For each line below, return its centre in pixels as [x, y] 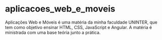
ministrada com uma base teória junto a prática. [53, 32]
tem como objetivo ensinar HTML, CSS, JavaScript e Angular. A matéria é [79, 27]
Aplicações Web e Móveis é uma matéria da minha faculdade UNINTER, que [81, 22]
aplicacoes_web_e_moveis [60, 9]
